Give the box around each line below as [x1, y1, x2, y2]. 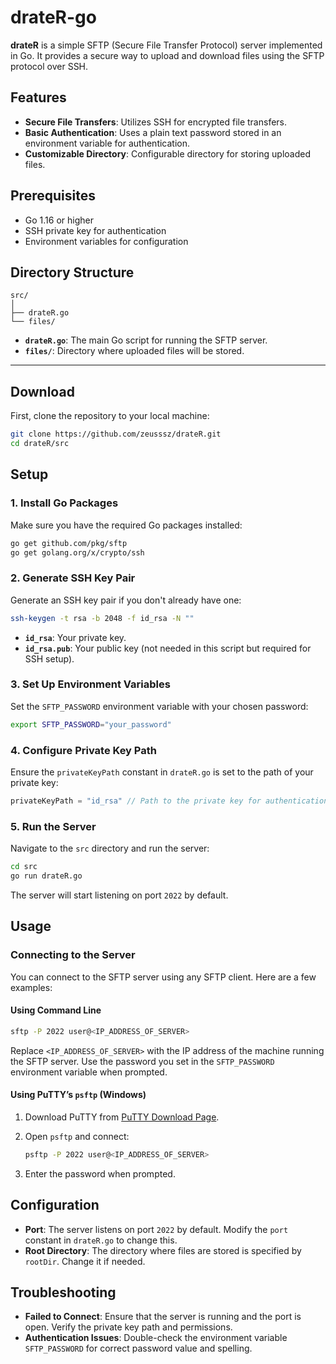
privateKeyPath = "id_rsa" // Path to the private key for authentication [10, 796, 329, 806]
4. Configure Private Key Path [10, 743, 157, 757]
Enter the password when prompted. [24, 1167, 176, 1180]
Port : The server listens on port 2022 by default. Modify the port [24, 1223, 289, 1235]
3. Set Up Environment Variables [10, 677, 171, 691]
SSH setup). [24, 652, 75, 665]
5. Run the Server [10, 819, 97, 833]
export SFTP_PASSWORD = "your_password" [10, 719, 172, 730]
